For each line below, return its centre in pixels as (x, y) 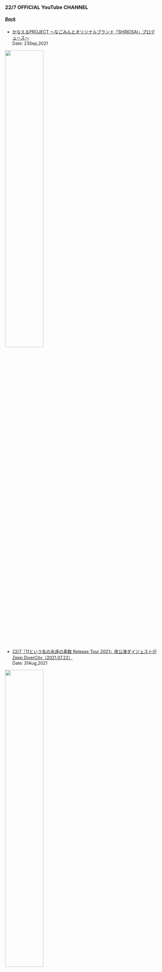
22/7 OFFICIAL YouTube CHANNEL (47, 7)
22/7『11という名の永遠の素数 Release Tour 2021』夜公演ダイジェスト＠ (84, 651)
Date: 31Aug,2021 (30, 663)
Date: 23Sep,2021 (30, 43)
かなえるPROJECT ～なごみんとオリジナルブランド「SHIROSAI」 (77, 32)
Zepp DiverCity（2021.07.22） (42, 657)
